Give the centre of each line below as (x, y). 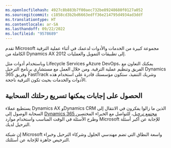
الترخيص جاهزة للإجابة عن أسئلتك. (38, 140)
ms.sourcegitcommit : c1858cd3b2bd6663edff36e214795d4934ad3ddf (74, 15)
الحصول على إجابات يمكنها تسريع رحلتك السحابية (74, 96)
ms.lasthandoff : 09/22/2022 (35, 29)
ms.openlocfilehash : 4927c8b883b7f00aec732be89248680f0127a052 (74, 10)
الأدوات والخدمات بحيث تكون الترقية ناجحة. (46, 80)
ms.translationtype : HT (31, 19)
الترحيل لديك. (18, 124)
